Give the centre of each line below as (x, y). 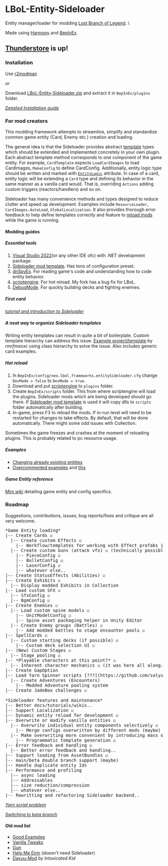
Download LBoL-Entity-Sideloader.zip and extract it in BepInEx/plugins (78, 93)
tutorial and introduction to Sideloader (44, 311)
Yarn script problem (26, 805)
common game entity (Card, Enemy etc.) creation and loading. (69, 137)
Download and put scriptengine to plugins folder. (63, 386)
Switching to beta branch (31, 814)
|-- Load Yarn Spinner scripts (43, 675)
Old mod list (18, 826)
